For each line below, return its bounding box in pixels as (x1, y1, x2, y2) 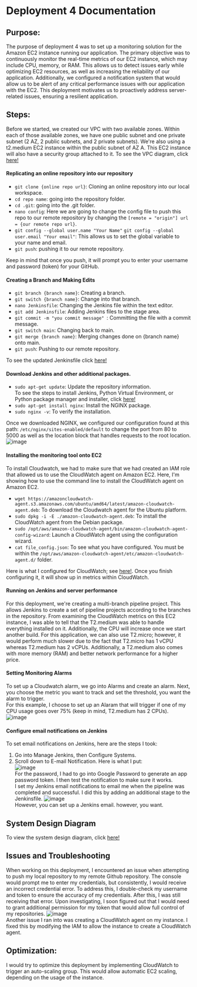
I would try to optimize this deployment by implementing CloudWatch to (6, 961, 179, 968)
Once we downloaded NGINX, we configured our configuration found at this (6, 419, 189, 426)
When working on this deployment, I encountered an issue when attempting (6, 866, 189, 873)
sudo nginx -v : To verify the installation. (14, 408, 111, 415)
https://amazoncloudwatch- (28, 496, 94, 502)
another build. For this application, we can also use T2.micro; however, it (6, 631, 181, 638)
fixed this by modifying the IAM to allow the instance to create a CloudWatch (6, 922, 191, 930)
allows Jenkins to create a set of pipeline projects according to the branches (6, 606, 191, 613)
